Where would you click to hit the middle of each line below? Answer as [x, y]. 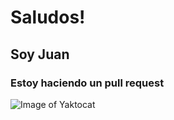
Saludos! [48, 17]
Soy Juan [40, 54]
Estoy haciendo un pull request [87, 83]
